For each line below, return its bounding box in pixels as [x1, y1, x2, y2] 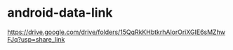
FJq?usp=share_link [7, 35, 65, 43]
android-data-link [7, 5, 114, 21]
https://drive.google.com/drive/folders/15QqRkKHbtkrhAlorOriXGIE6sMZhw [7, 28, 226, 36]
